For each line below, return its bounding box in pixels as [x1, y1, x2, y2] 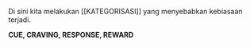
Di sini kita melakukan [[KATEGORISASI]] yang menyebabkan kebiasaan [8, 7, 244, 16]
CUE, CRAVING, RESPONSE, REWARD [8, 31, 134, 39]
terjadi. [8, 15, 32, 24]
